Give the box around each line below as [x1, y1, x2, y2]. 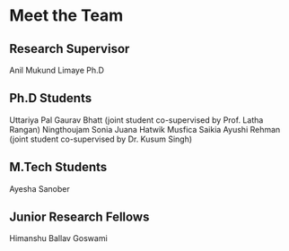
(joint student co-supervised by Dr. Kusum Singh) [9, 134, 193, 144]
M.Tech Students [9, 160, 108, 175]
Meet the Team [9, 5, 124, 26]
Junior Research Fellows [9, 210, 150, 225]
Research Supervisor [9, 41, 130, 56]
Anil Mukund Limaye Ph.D [9, 65, 105, 75]
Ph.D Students [9, 91, 92, 106]
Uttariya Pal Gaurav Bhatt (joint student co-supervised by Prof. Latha [9, 114, 264, 125]
